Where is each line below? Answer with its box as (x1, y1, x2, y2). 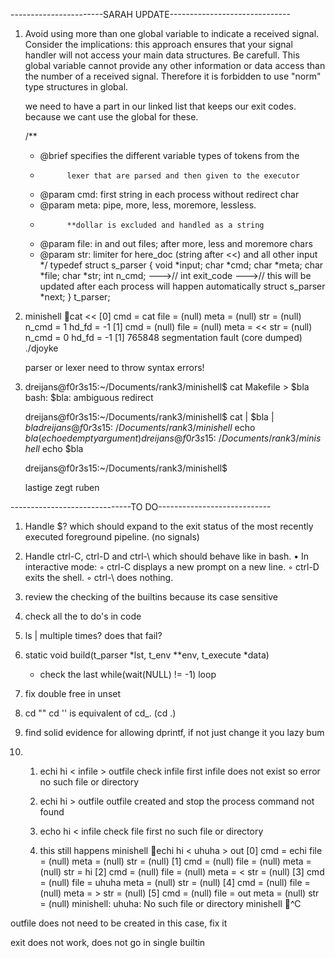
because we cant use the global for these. (24, 111, 199, 123)
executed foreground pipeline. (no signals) (24, 531, 200, 543)
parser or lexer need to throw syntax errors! (24, 362, 205, 373)
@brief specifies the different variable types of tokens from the (39, 150, 300, 161)
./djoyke (24, 342, 59, 354)
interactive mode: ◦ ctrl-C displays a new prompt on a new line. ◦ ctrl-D (24, 561, 320, 573)
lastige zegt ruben (24, 482, 100, 493)
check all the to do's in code (24, 610, 142, 622)
